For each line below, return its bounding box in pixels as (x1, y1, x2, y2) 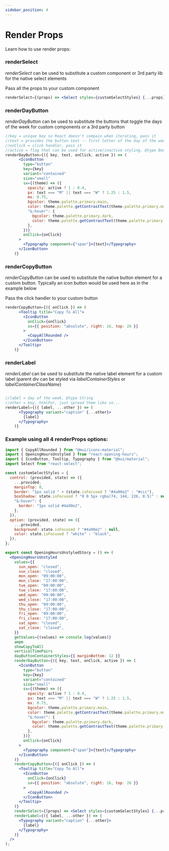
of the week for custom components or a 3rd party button (5, 124, 125, 130)
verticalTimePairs (14, 649, 53, 654)
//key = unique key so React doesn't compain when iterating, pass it (5, 133, 156, 139)
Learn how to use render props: (5, 46, 71, 52)
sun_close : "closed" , (18, 569, 64, 574)
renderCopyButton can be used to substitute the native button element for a (5, 275, 162, 281)
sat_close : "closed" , (18, 625, 64, 631)
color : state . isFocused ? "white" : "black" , (14, 531, 112, 536)
